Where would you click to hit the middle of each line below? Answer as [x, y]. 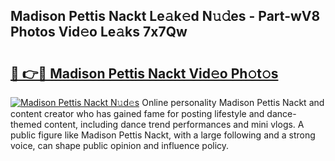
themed [26, 124]
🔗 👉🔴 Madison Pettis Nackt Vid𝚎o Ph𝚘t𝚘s [144, 73]
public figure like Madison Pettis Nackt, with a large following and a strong [163, 135]
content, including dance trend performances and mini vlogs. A [174, 124]
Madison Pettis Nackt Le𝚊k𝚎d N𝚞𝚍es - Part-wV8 [165, 16]
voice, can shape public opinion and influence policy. [120, 145]
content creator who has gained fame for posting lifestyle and [137, 113]
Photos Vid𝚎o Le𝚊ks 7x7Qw [99, 32]
